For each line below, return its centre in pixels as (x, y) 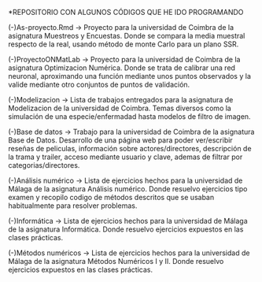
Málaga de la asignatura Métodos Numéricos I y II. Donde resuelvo (116, 261)
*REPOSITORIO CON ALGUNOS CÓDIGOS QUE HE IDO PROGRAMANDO (126, 12)
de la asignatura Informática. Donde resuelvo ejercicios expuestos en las (126, 229)
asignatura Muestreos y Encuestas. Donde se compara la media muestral (127, 36)
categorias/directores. (44, 165)
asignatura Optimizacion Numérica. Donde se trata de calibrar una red (122, 68)
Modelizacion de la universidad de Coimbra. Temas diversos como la (120, 108)
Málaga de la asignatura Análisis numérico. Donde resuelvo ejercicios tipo (128, 189)
